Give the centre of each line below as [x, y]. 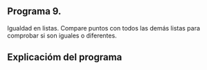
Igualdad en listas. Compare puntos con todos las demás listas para [104, 28]
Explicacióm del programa [65, 57]
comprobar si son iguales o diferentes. [62, 35]
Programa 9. [34, 11]
